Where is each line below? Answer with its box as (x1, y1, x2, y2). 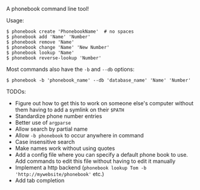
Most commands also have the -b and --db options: (6, 66, 135, 73)
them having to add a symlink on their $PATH (15, 106, 124, 113)
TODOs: (6, 88, 26, 95)
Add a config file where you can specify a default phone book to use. (15, 151, 188, 158)
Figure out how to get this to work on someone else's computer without (15, 100, 194, 106)
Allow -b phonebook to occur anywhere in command (15, 132, 144, 139)
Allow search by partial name (15, 125, 88, 133)
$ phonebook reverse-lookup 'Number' (6, 55, 102, 61)
